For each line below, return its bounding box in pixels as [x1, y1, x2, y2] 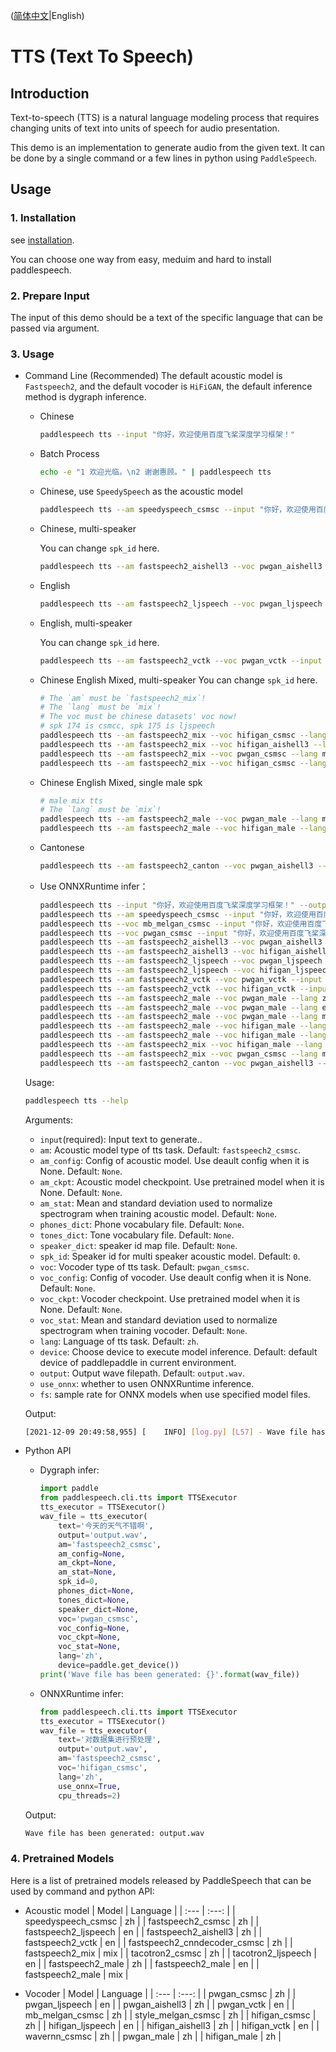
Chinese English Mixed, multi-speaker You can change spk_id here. [39, 674, 318, 686]
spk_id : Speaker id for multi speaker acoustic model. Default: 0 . [39, 1250, 301, 1262]
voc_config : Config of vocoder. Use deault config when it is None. [39, 1271, 312, 1283]
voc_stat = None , [58, 1642, 122, 1652]
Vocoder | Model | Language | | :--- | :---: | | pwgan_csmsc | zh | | [24, 1987, 297, 1999]
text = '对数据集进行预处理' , [58, 1735, 162, 1745]
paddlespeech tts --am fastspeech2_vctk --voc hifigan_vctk [39, 984, 296, 994]
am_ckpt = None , [58, 1558, 117, 1568]
